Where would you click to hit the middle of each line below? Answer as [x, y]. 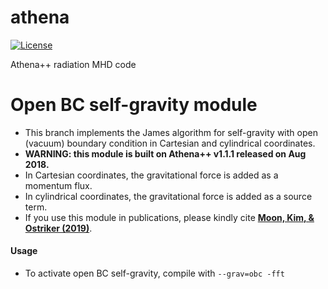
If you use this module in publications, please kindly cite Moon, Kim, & [169, 217]
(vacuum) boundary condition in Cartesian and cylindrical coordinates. [170, 143]
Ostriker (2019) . [58, 228]
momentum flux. [58, 185]
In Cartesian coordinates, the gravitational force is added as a [151, 175]
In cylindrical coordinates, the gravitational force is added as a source [168, 196]
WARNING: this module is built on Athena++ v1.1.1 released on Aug [165, 153]
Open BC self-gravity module [134, 105]
